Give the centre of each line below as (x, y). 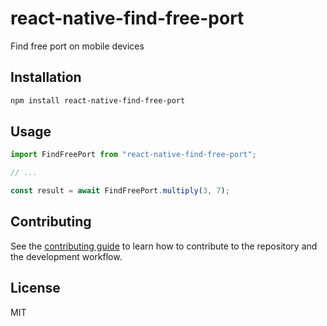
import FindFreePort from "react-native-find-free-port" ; (133, 155)
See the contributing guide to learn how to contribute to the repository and (164, 246)
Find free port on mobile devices (77, 46)
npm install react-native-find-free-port (98, 100)
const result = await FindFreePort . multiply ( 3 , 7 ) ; (120, 191)
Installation (46, 77)
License (35, 288)
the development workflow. (66, 256)
